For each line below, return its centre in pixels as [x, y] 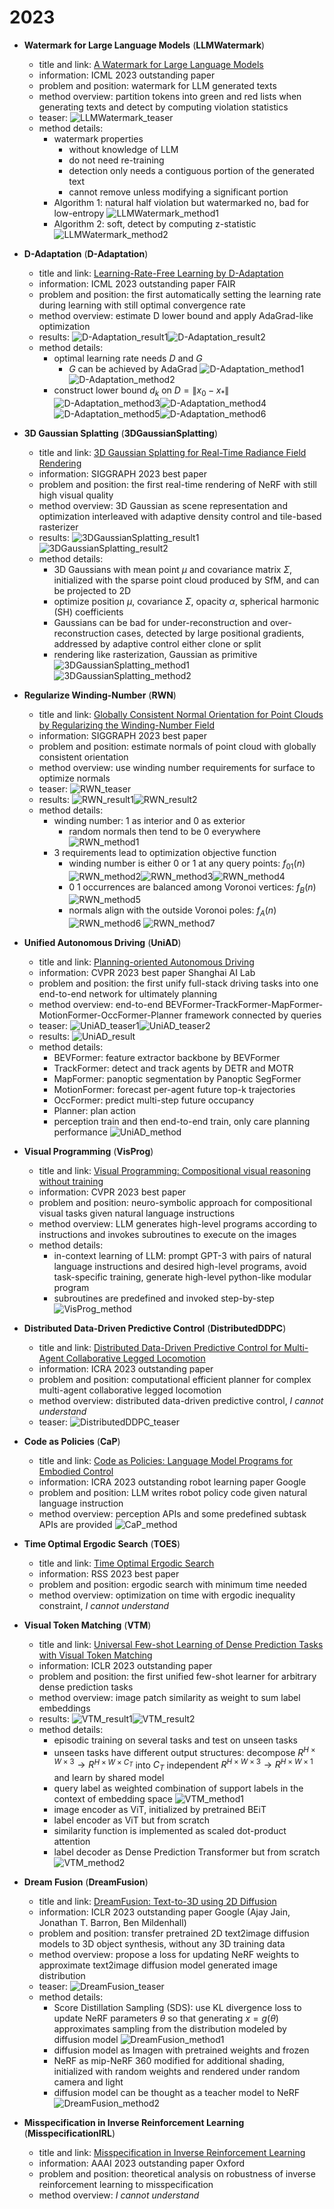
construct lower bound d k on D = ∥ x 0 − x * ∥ [141, 391]
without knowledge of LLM [123, 149]
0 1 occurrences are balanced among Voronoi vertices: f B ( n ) [192, 888]
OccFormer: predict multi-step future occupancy [154, 1100]
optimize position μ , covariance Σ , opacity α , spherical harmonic [186, 601]
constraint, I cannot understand [104, 1606]
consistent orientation [83, 757]
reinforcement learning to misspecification [126, 2185]
